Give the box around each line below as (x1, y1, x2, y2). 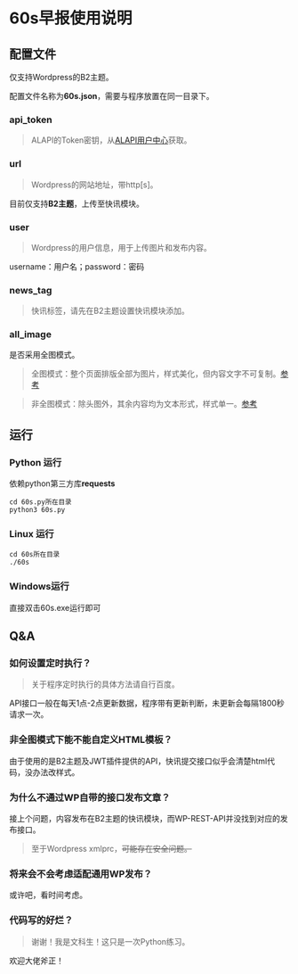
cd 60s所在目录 (9, 550, 60, 559)
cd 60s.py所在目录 (9, 498, 72, 507)
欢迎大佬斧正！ (9, 955, 64, 966)
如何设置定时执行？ (9, 657, 92, 670)
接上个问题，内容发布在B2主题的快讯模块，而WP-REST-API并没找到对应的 (9, 813, 280, 824)
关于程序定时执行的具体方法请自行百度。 (30, 679, 180, 689)
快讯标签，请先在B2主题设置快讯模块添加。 (30, 305, 189, 317)
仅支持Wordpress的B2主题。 (9, 72, 114, 82)
